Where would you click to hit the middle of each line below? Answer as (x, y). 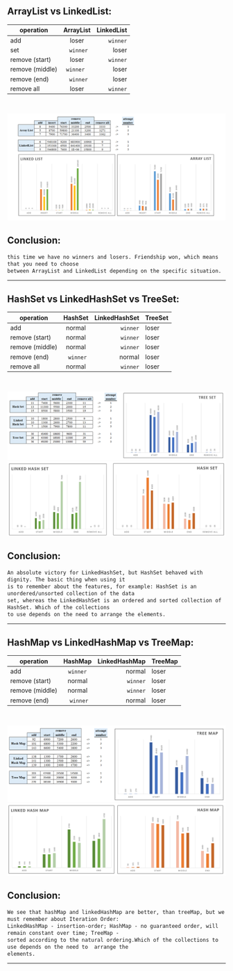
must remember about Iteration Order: (63, 920)
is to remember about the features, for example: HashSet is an (102, 587)
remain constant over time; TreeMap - (63, 933)
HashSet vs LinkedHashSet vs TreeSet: (93, 299)
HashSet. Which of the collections (59, 608)
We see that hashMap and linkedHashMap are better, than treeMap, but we (116, 913)
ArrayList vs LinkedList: (60, 11)
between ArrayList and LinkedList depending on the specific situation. (114, 271)
